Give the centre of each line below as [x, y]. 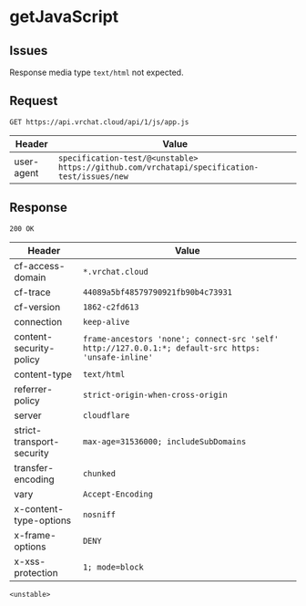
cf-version [37, 307]
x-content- [39, 508]
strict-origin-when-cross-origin [155, 395]
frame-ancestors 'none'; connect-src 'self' [181, 339]
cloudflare [106, 415]
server [28, 415]
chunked [99, 473]
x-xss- [30, 561]
